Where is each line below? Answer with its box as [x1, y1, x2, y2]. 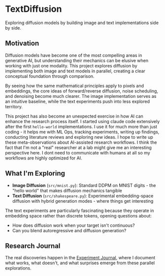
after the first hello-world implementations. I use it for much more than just [5, 123, 158, 129]
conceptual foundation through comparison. [5, 73, 95, 79]
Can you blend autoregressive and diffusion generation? [12, 227, 127, 233]
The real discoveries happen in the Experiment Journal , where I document [5, 255, 156, 261]
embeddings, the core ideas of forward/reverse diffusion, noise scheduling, [5, 88, 159, 94]
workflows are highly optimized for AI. [5, 155, 82, 161]
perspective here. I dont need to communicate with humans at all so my [5, 150, 150, 155]
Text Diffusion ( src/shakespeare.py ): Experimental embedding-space [12, 193, 154, 199]
